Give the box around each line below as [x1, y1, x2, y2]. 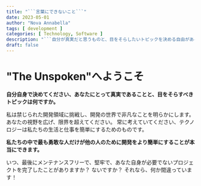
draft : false [6, 42, 39, 48]
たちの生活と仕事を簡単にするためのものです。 [32, 126, 148, 133]
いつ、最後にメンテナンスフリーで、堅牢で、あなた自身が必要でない [6, 158, 173, 166]
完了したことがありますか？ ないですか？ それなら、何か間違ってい [22, 166, 187, 173]
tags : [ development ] [6, 25, 63, 32]
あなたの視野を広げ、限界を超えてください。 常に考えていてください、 [6, 118, 179, 126]
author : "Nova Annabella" [6, 20, 71, 26]
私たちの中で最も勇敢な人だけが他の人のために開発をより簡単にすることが [6, 138, 190, 145]
